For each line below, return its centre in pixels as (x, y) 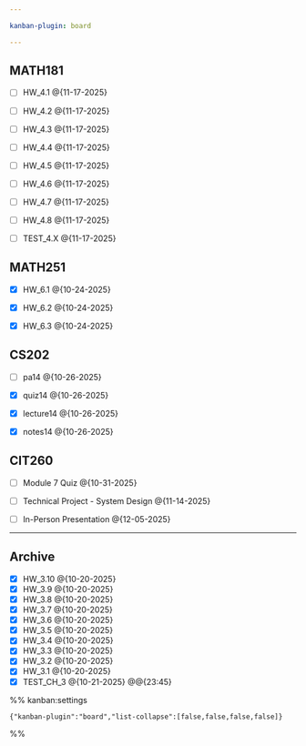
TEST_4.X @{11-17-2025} (69, 238)
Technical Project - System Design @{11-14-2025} (117, 500)
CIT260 (31, 461)
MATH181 (36, 71)
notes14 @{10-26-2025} (68, 432)
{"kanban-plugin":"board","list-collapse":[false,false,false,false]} (146, 716)
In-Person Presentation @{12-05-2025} (97, 519)
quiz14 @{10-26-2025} (66, 395)
